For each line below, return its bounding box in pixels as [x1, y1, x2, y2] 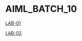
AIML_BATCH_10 [5, 3, 77, 15]
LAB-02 [5, 30, 22, 36]
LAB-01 [5, 20, 21, 26]
